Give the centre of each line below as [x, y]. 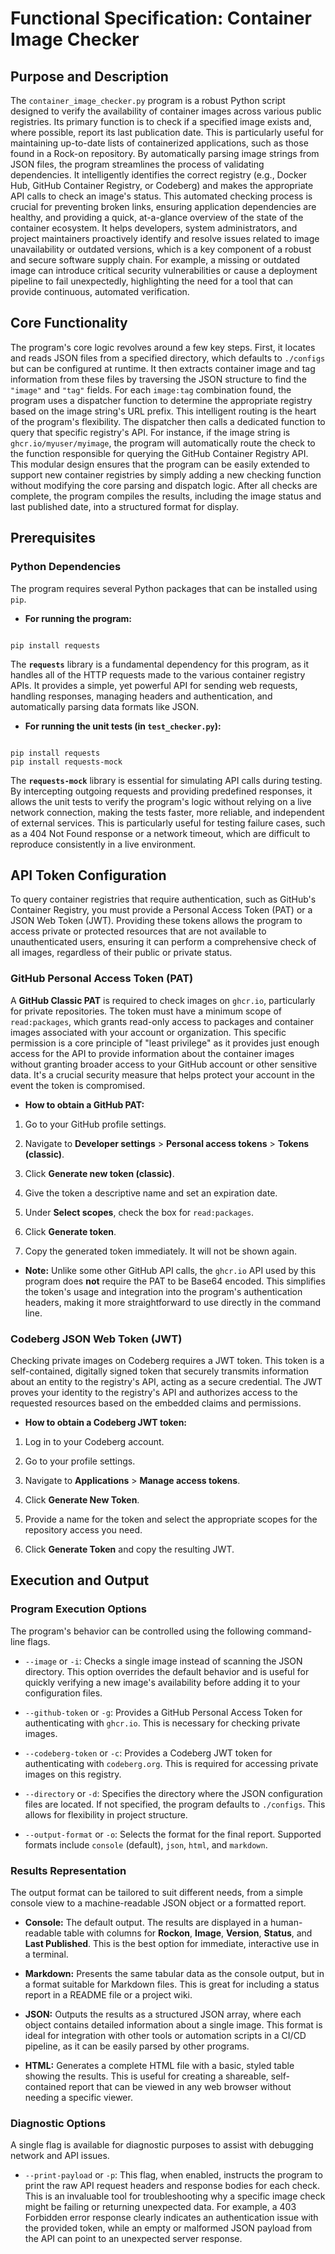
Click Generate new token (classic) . [99, 1173]
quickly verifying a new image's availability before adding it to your [162, 1682]
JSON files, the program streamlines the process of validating [137, 164]
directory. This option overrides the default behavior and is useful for [167, 1671]
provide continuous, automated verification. [100, 291]
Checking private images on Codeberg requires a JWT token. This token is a [167, 1360]
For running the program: [78, 618]
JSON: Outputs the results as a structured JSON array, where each [163, 2014]
